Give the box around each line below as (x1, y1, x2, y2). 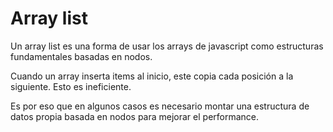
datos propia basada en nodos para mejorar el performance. (10, 110, 260, 122)
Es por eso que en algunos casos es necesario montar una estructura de (10, 100, 310, 112)
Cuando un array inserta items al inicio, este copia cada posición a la (10, 70, 294, 82)
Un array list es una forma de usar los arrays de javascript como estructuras (10, 40, 324, 52)
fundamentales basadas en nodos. (10, 50, 153, 62)
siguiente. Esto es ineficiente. (10, 80, 132, 92)
